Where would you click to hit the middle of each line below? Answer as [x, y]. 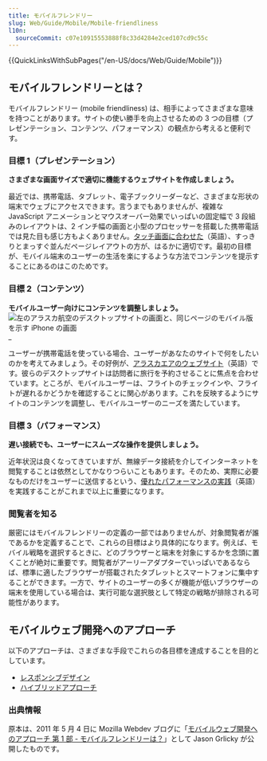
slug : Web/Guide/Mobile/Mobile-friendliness [83, 23]
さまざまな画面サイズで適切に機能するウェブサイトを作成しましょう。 [123, 179]
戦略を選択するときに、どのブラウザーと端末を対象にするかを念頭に [141, 553]
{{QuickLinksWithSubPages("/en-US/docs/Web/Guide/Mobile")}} [116, 61]
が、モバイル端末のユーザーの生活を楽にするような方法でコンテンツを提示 [130, 257]
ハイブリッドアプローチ [58, 688]
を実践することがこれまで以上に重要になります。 [88, 491]
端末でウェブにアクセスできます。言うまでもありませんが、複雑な [116, 206]
